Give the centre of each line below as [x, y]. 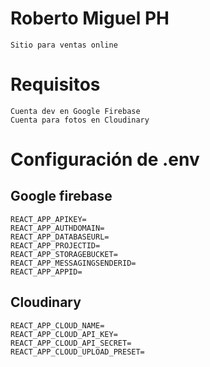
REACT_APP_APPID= [46, 272]
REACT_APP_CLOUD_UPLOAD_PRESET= [77, 352]
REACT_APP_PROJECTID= [55, 245]
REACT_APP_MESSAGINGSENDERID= [73, 263]
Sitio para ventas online [64, 45]
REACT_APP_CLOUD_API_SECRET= [71, 343]
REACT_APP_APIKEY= [48, 219]
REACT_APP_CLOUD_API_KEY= [64, 334]
